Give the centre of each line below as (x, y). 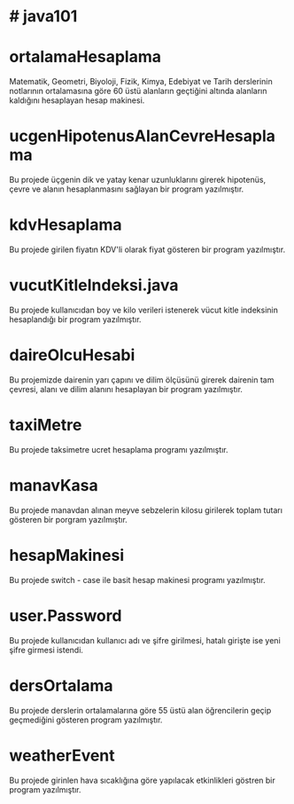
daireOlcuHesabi (72, 355)
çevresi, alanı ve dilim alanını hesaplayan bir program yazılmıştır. (126, 389)
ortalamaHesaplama (85, 57)
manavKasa (54, 485)
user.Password (66, 615)
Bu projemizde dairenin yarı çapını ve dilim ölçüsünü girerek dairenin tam (142, 380)
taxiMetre (46, 426)
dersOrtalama (61, 686)
